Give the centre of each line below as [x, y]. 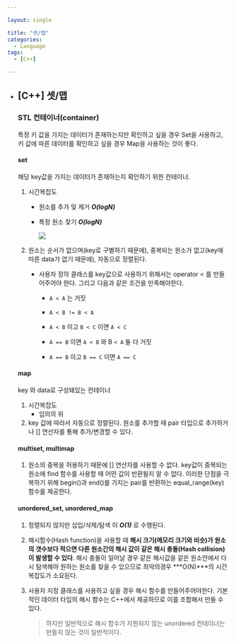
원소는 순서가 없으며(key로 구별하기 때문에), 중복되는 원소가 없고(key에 [126, 250]
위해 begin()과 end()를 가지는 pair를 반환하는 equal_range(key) [136, 483]
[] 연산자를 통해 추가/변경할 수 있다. [84, 432]
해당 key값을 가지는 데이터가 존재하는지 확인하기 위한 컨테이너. [104, 176]
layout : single [30, 20]
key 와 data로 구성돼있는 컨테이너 [64, 390]
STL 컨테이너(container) [58, 118]
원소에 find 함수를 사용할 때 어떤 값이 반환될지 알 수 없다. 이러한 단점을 [125, 474]
